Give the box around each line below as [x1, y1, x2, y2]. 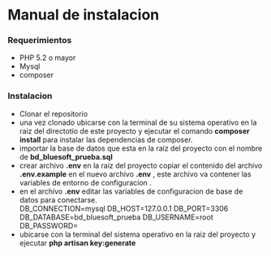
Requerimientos [7, 35, 72, 46]
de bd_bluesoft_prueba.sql [19, 151, 113, 161]
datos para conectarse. [19, 194, 98, 204]
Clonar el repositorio [19, 109, 88, 118]
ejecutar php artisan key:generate [19, 237, 136, 248]
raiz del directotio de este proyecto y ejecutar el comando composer [19, 126, 250, 135]
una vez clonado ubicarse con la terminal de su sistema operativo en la [19, 117, 257, 127]
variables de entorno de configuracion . [19, 177, 152, 187]
